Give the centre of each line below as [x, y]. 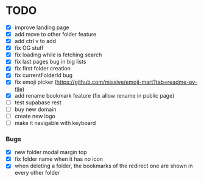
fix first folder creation [43, 69]
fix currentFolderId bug [44, 75]
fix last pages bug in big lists [50, 62]
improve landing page [42, 27]
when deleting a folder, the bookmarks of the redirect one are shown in [104, 166]
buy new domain [35, 109]
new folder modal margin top [51, 152]
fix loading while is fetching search [58, 55]
